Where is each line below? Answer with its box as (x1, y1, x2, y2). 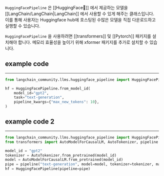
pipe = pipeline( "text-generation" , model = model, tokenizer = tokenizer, (5, 162, 154, 167)
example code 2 (5, 118, 55, 126)
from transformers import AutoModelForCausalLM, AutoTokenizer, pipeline (5, 140, 159, 144)
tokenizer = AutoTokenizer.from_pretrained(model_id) (5, 153, 117, 158)
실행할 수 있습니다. (5, 23, 41, 29)
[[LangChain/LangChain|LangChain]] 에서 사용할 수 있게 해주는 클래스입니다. (5, 11, 155, 17)
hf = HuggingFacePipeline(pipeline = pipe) (5, 166, 91, 172)
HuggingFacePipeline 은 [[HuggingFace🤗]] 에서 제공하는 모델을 (5, 5, 128, 10)
